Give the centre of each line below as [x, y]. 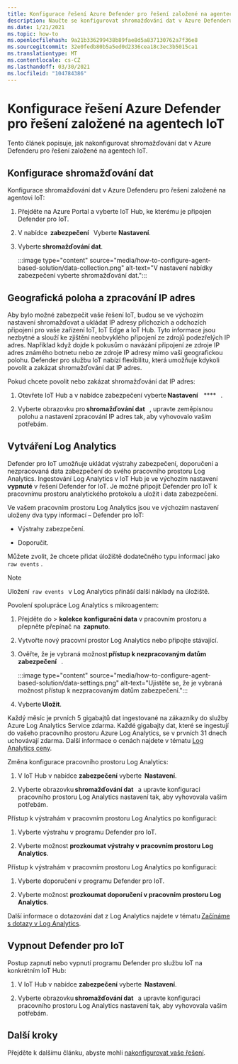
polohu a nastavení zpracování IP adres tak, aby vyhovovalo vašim [114, 417]
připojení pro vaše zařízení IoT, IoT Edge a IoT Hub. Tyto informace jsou [112, 330]
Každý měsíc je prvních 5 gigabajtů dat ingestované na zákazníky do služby [118, 717]
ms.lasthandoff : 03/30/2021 [49, 67]
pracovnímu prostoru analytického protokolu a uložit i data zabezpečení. [113, 494]
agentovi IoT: [26, 198]
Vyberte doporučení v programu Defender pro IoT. [91, 881]
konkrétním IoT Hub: [37, 970]
